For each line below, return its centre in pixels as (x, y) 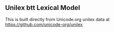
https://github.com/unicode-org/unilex (44, 24)
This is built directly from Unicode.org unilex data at (57, 19)
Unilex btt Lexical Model (43, 8)
